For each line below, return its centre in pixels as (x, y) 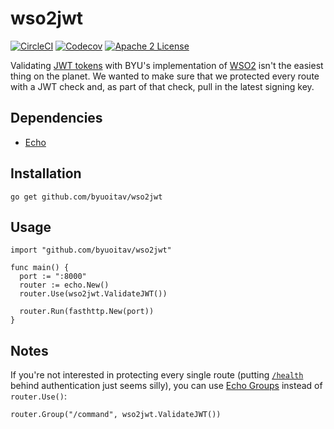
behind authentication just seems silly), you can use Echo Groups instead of (166, 386)
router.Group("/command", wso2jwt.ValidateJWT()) (116, 415)
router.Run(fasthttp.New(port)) (87, 312)
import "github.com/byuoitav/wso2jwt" (91, 250)
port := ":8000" (53, 277)
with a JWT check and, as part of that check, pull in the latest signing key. (162, 86)
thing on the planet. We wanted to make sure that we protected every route (165, 76)
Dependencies (56, 118)
